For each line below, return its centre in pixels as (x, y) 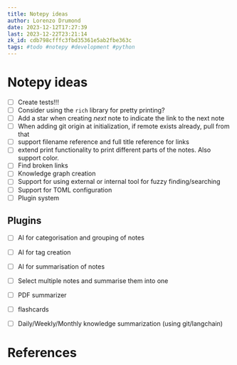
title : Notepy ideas (38, 14)
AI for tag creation (44, 252)
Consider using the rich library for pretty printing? (91, 110)
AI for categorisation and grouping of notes (81, 238)
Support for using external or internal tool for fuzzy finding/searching (119, 182)
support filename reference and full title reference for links (104, 142)
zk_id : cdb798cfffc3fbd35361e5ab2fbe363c (70, 41)
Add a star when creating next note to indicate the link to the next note (121, 118)
